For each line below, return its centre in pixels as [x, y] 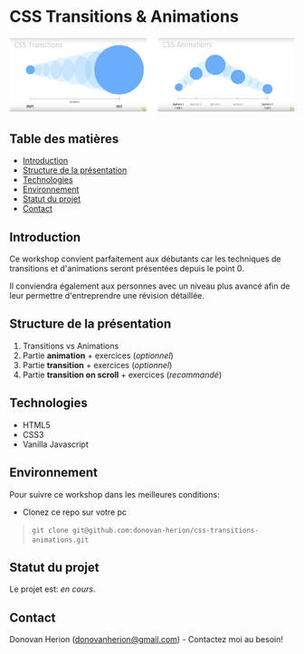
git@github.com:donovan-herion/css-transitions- [166, 530]
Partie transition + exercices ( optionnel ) [97, 365]
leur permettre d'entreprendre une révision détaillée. [107, 296]
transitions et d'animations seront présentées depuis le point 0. [127, 269]
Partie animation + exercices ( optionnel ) [98, 355]
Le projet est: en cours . [52, 589]
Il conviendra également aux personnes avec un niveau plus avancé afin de [150, 286]
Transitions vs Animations [71, 346]
